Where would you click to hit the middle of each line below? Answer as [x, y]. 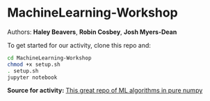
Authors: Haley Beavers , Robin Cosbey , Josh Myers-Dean [92, 32]
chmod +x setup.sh [34, 64]
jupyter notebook [32, 77]
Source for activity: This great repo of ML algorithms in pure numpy [105, 91]
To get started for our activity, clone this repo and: [79, 45]
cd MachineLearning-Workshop [49, 58]
